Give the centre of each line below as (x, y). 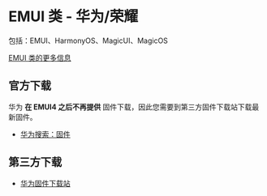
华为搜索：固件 (45, 134)
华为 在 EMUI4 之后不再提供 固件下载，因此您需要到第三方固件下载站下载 (130, 107)
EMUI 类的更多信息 (40, 58)
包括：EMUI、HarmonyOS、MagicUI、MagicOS (88, 40)
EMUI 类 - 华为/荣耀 (73, 17)
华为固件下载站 (45, 183)
